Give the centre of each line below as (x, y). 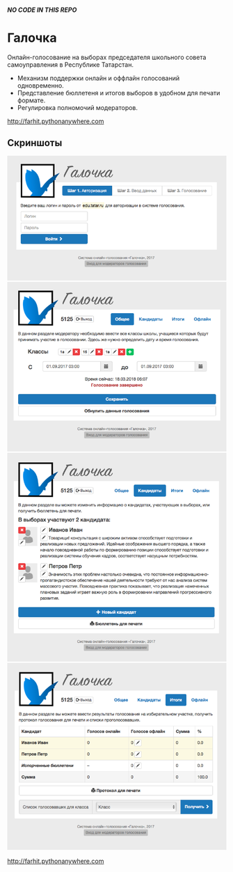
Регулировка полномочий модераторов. (77, 107)
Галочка (32, 38)
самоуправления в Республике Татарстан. (71, 64)
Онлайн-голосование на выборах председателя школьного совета (107, 57)
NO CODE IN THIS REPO (42, 10)
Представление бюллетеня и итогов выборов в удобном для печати (119, 93)
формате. (31, 100)
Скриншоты (35, 143)
